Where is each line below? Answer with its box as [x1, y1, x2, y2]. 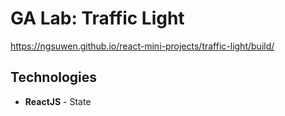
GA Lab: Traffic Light [10, 7, 185, 30]
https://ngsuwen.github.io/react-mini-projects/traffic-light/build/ [10, 40, 275, 52]
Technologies [10, 69, 98, 86]
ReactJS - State [24, 95, 92, 107]
